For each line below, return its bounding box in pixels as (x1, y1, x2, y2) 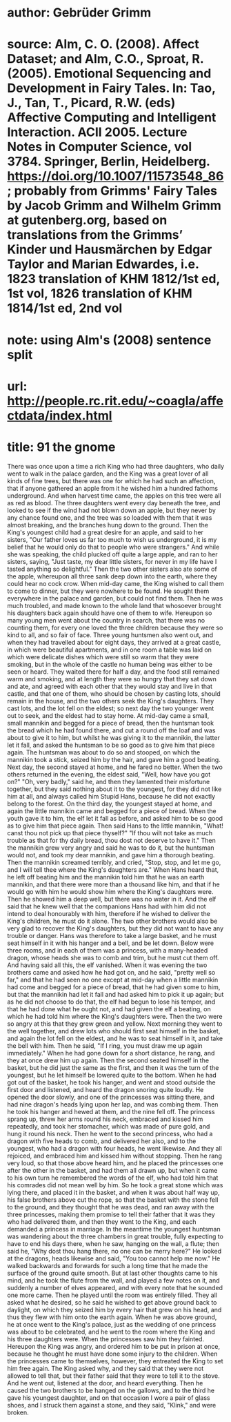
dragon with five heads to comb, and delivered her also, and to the (7, 1137, 197, 1145)
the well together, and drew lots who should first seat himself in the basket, (7, 1026, 221, 1035)
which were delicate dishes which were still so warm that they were (7, 652, 199, 661)
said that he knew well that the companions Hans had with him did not (7, 902, 206, 910)
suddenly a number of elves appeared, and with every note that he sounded (7, 1283, 223, 1292)
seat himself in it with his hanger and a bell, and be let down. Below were (7, 939, 214, 947)
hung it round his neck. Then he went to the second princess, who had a (7, 1129, 213, 1138)
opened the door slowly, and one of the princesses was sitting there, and (7, 1093, 215, 1101)
